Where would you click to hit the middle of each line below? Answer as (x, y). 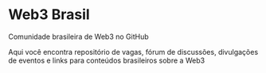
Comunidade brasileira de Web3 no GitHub (78, 36)
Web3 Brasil (49, 15)
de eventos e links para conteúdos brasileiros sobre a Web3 (107, 60)
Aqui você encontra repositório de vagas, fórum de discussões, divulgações (133, 52)
